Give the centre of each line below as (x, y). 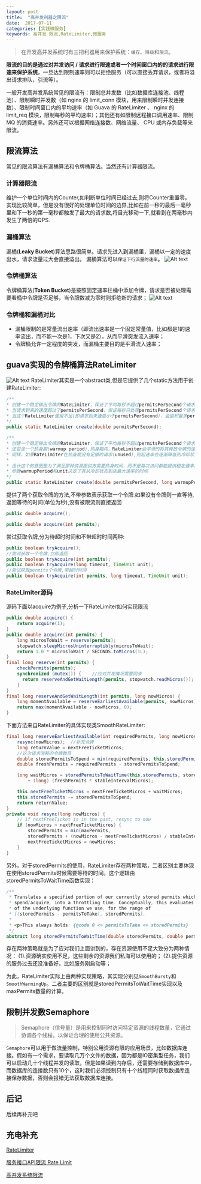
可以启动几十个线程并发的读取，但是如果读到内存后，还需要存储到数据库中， (100, 1063)
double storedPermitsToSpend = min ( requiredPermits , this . (92, 759)
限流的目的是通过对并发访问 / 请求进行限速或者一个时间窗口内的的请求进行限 (100, 65)
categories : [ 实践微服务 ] (36, 29)
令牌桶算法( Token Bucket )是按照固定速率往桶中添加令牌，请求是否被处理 (96, 290)
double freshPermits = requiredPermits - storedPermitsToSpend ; (99, 764)
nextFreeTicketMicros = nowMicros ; (72, 842)
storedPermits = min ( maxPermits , (69, 831)
